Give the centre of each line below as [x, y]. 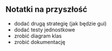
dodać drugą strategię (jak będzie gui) [60, 23]
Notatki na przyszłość [46, 10]
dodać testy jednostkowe [45, 30]
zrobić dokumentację [40, 42]
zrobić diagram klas [38, 36]
